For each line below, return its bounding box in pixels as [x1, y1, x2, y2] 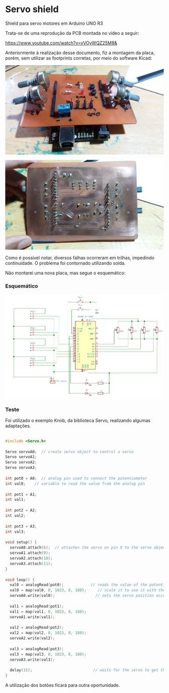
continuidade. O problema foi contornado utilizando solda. [5, 260, 126, 266]
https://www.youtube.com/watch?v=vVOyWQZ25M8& [5, 39, 117, 46]
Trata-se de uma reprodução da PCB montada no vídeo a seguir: [5, 30, 139, 36]
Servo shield [5, 4, 59, 15]
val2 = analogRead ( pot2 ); [10, 625, 64, 630]
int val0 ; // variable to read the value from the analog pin [5, 481, 145, 486]
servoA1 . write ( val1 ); [10, 614, 55, 620]
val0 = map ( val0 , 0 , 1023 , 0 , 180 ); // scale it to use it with [10, 588, 156, 593]
